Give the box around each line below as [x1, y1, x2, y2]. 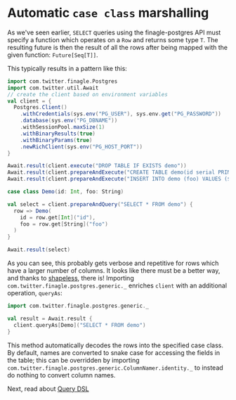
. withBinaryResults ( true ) [20, 130, 96, 137]
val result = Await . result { [7, 315, 93, 322]
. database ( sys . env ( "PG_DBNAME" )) [20, 117, 118, 124]
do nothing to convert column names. [7, 370, 116, 379]
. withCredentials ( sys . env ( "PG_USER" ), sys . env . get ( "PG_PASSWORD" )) [20, 110, 221, 117]
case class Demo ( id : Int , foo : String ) [7, 188, 124, 195]
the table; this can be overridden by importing [7, 356, 140, 364]
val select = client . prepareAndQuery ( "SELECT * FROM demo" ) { [7, 200, 193, 208]
